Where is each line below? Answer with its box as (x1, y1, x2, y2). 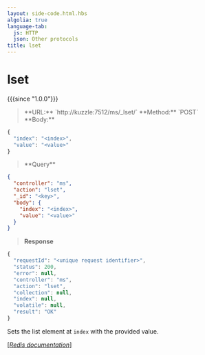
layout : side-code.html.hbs (7, 10, 88, 17)
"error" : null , (13, 270, 57, 276)
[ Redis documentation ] (7, 341, 72, 349)
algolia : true (7, 17, 48, 23)
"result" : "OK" (13, 308, 57, 316)
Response (23, 237, 54, 245)
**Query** (23, 160, 56, 169)
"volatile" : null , (13, 302, 67, 309)
